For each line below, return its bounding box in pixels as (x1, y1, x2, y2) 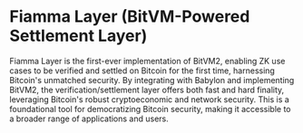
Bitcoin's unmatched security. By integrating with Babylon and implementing (9, 74, 295, 85)
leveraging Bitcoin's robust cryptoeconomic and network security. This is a (9, 93, 290, 105)
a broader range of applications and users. (9, 113, 170, 124)
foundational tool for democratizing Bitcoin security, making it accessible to (9, 103, 292, 114)
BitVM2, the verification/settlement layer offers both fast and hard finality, (9, 84, 285, 95)
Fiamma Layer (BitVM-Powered (9, 6, 250, 27)
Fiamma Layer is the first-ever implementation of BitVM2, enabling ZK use (9, 55, 286, 66)
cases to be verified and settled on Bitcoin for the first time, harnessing (9, 65, 275, 76)
